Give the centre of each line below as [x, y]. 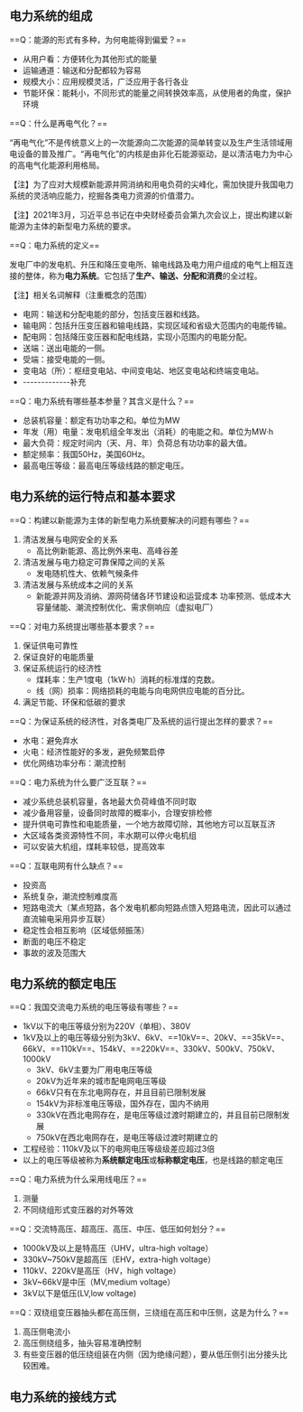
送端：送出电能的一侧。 [66, 348]
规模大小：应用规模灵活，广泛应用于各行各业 [106, 81]
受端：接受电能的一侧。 [66, 359]
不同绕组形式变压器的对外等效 [78, 1210]
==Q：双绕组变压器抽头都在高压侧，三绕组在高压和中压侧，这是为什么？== [149, 1313]
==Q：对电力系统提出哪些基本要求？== [82, 626]
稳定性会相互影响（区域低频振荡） [86, 930]
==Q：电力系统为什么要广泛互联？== [78, 782]
